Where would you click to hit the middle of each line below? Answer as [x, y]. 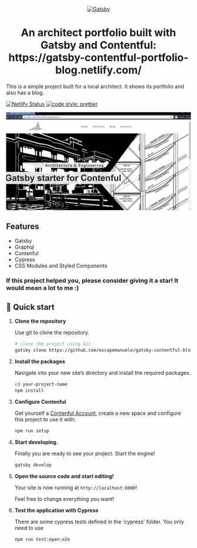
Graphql [24, 247]
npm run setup [32, 431]
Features [23, 227]
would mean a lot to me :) [43, 288]
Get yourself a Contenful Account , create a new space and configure [98, 413]
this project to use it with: [45, 419]
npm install [29, 390]
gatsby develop [33, 465]
